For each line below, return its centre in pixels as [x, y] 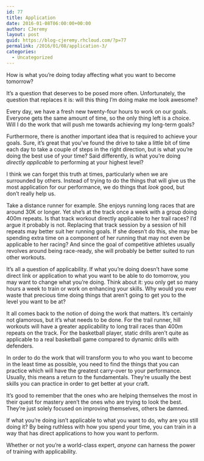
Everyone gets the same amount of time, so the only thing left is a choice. [98, 118]
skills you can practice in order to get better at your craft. [78, 383]
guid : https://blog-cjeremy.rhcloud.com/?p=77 [66, 40]
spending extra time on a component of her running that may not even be [98, 238]
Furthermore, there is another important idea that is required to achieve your [102, 136]
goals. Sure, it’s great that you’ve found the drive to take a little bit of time [98, 143]
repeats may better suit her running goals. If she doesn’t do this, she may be [102, 231]
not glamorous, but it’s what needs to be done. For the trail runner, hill [93, 320]
